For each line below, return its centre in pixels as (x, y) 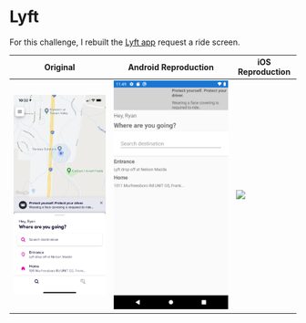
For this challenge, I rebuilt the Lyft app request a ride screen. (125, 42)
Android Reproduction (171, 67)
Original (60, 67)
